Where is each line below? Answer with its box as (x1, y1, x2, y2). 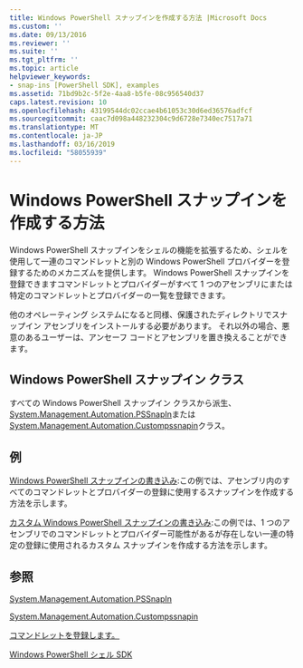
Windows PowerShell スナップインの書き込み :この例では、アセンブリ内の (9, 475, 283, 486)
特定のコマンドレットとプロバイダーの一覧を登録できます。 (9, 289, 231, 300)
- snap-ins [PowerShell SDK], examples (9, 81, 160, 90)
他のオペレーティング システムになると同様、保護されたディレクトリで (9, 309, 272, 320)
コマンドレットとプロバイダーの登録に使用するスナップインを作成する (33, 487, 294, 498)
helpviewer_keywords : (9, 73, 91, 82)
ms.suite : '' (9, 47, 59, 56)
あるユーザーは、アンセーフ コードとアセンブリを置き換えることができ (24, 332, 288, 343)
